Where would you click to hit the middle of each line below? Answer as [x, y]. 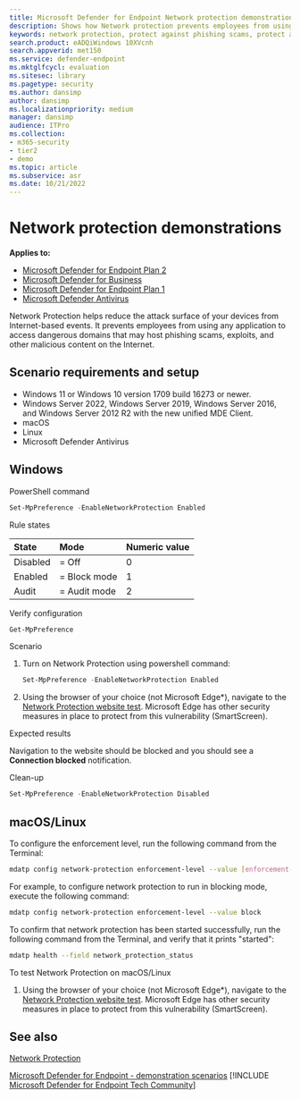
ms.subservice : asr [46, 175]
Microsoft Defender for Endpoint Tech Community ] [103, 1085]
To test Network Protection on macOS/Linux [90, 972]
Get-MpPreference [42, 630]
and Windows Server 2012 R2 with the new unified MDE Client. [137, 413]
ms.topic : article [43, 167]
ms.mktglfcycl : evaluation [59, 68]
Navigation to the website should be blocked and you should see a [132, 751]
